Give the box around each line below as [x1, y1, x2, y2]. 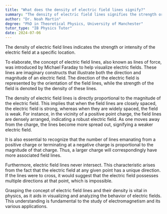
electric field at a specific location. [5, 49, 76, 55]
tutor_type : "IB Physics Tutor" [5, 26, 72, 31]
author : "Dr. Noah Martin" [5, 16, 61, 21]
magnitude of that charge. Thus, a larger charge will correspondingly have [5, 147, 158, 153]
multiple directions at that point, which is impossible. [5, 178, 113, 184]
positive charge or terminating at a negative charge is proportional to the [5, 142, 154, 147]
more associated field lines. [5, 152, 62, 158]
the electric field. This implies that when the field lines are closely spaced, [5, 101, 157, 106]
